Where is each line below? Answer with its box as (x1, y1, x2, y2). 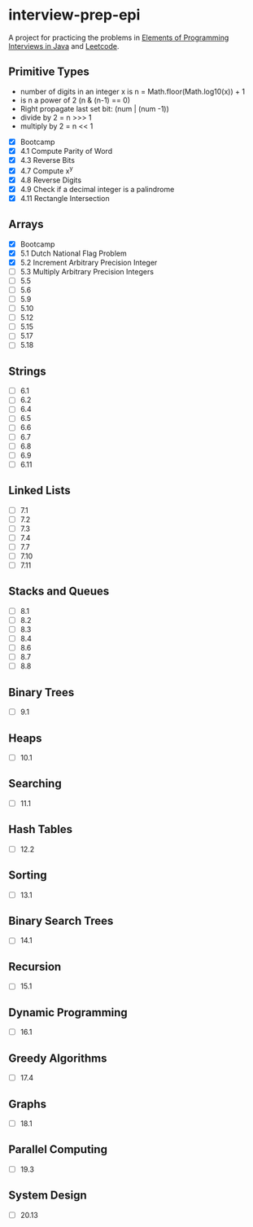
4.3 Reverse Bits (20, 155, 76, 164)
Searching (8, 777, 63, 791)
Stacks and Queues (8, 585, 110, 598)
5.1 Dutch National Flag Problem (20, 248, 128, 258)
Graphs (8, 1097, 47, 1111)
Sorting (8, 869, 47, 883)
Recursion (8, 959, 62, 974)
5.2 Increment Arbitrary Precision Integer (20, 257, 158, 267)
